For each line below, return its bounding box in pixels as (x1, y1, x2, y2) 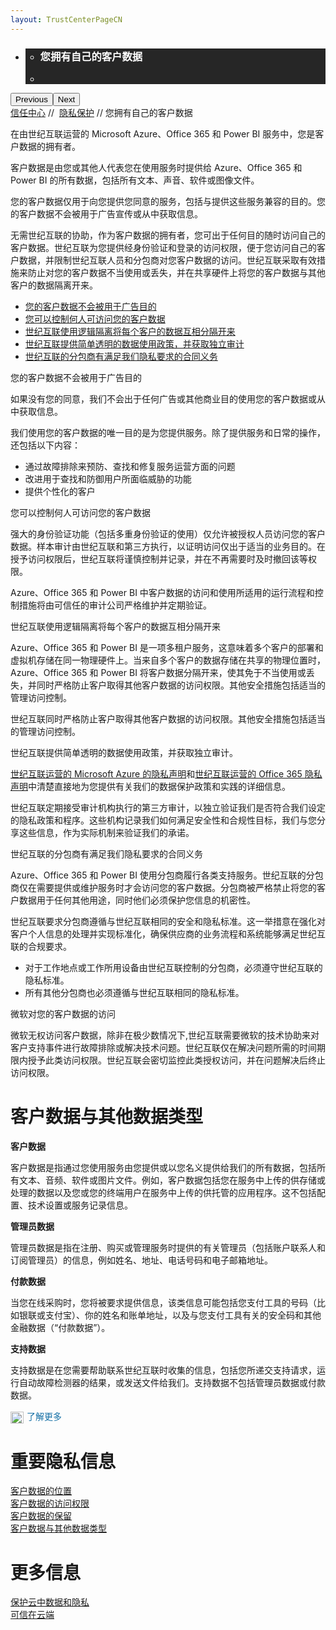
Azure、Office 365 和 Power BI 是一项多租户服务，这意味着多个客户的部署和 (10, 641, 324, 653)
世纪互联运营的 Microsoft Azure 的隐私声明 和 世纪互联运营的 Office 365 (10, 767, 303, 780)
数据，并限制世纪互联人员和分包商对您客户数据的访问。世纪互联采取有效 (18, 254, 317, 266)
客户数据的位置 (10, 1485, 72, 1497)
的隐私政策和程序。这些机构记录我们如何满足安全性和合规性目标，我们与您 (10, 814, 317, 826)
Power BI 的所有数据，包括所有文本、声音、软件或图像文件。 (10, 174, 260, 186)
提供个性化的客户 (24, 485, 96, 497)
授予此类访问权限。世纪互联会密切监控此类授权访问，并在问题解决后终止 (27, 1054, 326, 1066)
